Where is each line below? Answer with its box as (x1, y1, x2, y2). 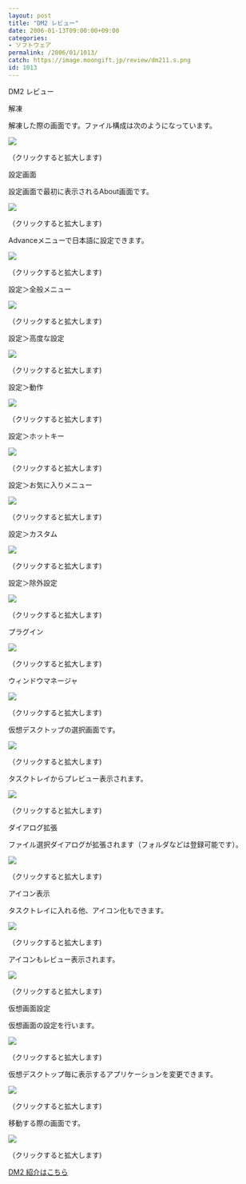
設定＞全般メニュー (8, 284, 72, 294)
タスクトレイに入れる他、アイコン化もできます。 (8, 905, 169, 915)
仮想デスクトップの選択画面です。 (8, 725, 120, 734)
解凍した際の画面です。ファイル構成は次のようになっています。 (8, 121, 217, 130)
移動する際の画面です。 (8, 1118, 85, 1127)
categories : (8, 34, 48, 42)
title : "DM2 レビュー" (8, 19, 79, 27)
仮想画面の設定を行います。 (8, 1020, 99, 1030)
